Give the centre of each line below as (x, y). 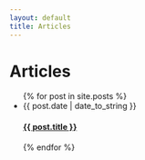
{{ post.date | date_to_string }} (79, 106)
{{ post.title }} (50, 127)
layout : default (40, 18)
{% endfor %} (49, 147)
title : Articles (40, 26)
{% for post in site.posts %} (75, 96)
